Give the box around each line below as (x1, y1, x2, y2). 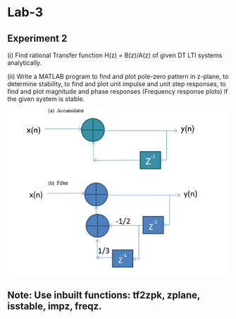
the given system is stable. (7, 95, 85, 103)
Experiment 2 (7, 32, 68, 44)
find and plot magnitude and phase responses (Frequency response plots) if (7, 88, 228, 95)
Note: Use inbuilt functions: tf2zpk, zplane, (7, 289, 201, 301)
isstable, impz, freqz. (7, 300, 102, 312)
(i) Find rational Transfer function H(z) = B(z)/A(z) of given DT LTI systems (7, 51, 223, 59)
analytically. (7, 59, 42, 67)
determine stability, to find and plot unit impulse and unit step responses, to (7, 80, 227, 88)
